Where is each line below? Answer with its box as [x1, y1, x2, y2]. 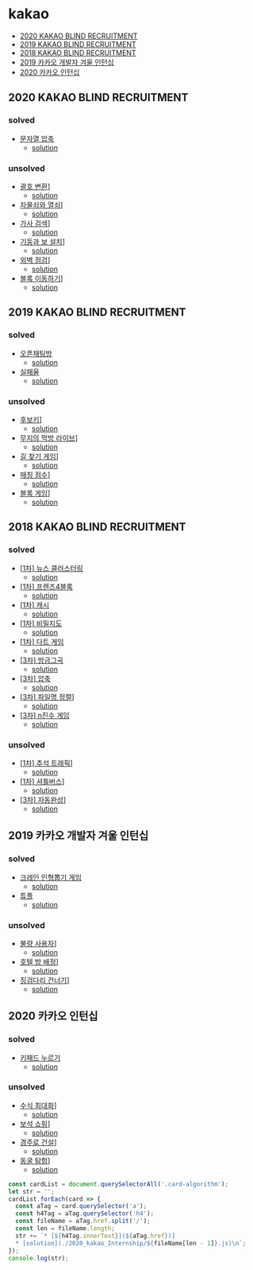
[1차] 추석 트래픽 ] [19, 758, 73, 767]
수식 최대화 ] [19, 1101, 57, 1110]
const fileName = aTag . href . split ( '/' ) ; [15, 1218, 151, 1225]
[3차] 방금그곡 [19, 655, 63, 665]
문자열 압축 [19, 134, 55, 143]
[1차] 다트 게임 [19, 637, 64, 647]
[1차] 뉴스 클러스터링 [19, 563, 83, 573]
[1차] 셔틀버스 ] [19, 776, 65, 786]
